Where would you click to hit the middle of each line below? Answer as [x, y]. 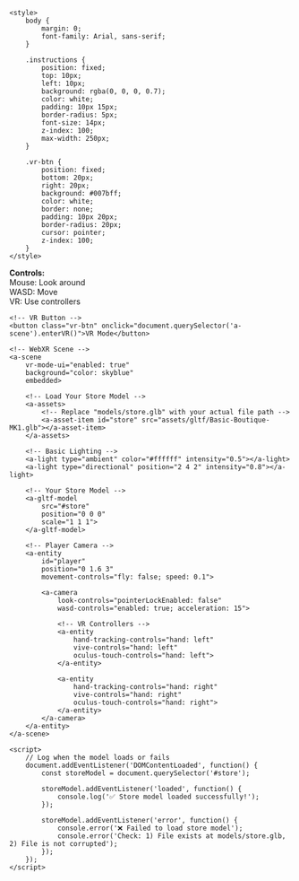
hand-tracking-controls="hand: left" [144, 640]
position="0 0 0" [73, 514]
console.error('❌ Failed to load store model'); [150, 828]
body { [38, 21]
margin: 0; [62, 29]
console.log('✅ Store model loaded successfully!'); [158, 797]
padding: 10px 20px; [80, 217]
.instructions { [56, 60]
